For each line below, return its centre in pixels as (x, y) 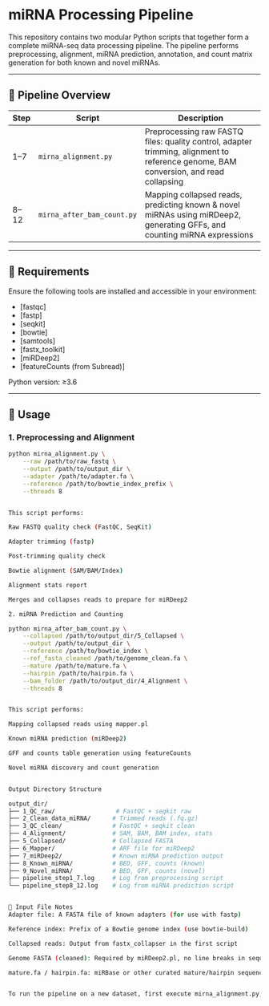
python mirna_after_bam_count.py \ (68, 629)
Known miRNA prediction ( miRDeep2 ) (68, 739)
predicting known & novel (192, 205)
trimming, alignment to (187, 152)
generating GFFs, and (185, 225)
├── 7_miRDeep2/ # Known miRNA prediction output (116, 856)
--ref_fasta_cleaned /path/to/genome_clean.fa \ (105, 659)
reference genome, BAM (191, 161)
